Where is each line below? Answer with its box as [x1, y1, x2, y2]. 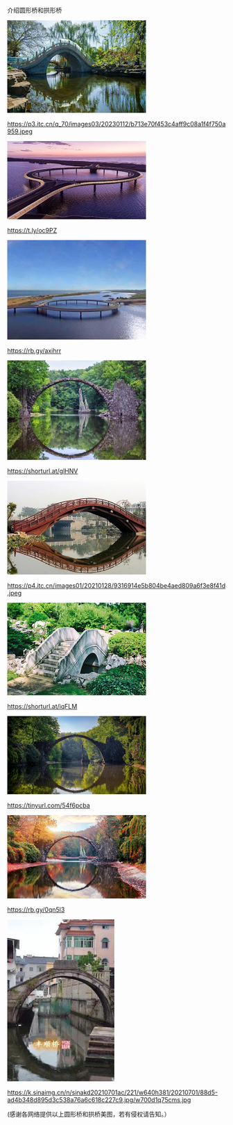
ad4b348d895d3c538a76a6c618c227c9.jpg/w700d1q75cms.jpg [7, 1096, 191, 1103]
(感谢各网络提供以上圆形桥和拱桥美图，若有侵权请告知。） [7, 1110, 171, 1118]
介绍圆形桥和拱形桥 [7, 6, 62, 14]
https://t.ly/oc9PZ [7, 227, 58, 234]
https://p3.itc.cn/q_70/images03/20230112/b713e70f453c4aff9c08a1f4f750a [7, 120, 226, 128]
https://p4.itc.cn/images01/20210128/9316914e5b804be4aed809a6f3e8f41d [7, 582, 226, 589]
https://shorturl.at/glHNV [7, 467, 78, 475]
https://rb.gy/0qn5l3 [7, 905, 65, 914]
